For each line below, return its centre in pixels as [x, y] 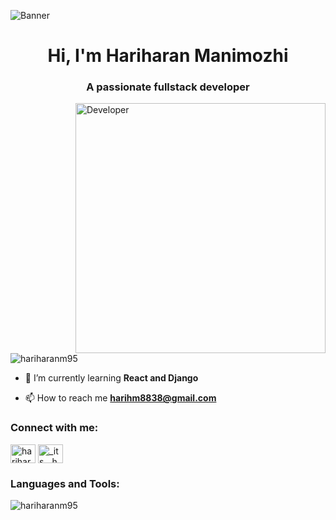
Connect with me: [54, 428]
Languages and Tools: [65, 483]
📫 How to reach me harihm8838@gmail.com [120, 398]
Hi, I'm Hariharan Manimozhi [168, 56]
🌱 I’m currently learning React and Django [111, 378]
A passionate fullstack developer [168, 87]
